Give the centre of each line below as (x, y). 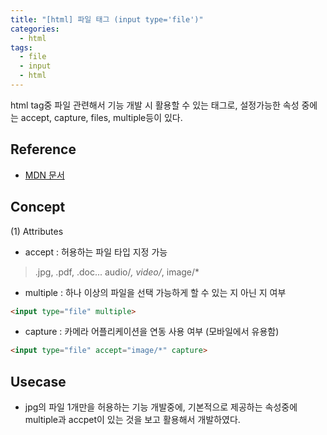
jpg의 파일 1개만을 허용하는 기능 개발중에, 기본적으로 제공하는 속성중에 (161, 407)
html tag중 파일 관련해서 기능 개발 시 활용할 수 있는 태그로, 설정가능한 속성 (155, 105)
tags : (21, 47)
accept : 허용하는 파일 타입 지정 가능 (96, 252)
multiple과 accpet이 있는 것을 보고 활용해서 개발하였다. (132, 420)
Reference (43, 149)
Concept (38, 207)
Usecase (38, 381)
